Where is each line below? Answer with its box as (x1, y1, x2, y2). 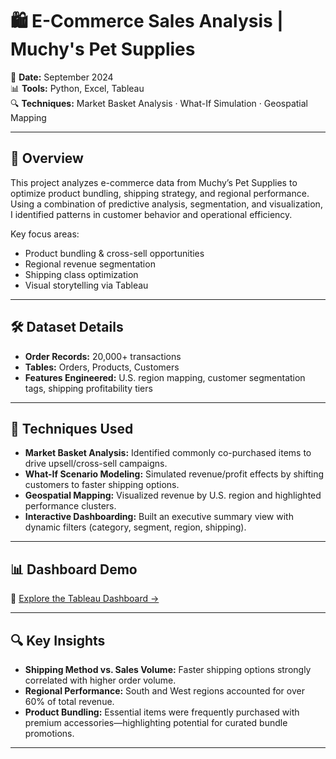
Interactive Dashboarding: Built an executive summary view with (24, 511, 294, 523)
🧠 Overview (10, 150, 84, 167)
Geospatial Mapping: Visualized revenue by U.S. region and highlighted (24, 489, 322, 502)
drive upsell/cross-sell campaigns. (24, 458, 168, 470)
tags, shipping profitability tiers (24, 382, 153, 394)
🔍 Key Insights (10, 632, 106, 649)
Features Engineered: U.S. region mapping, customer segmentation (24, 371, 306, 383)
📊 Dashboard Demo (10, 561, 138, 578)
